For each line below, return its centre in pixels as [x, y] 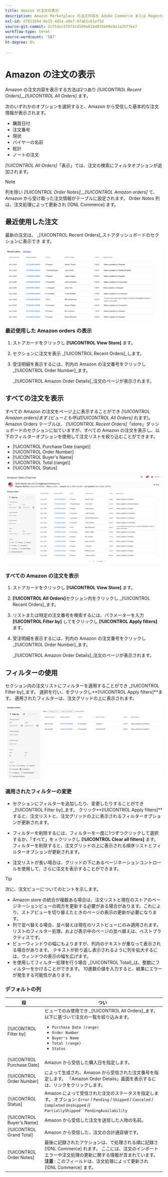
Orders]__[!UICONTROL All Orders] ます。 [48, 96]
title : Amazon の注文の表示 [32, 11]
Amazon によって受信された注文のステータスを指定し [99, 1093]
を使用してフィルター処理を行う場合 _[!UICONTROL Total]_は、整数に [84, 962]
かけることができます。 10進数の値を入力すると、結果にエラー [98, 968]
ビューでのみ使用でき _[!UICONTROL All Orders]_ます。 [101, 1011]
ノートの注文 [25, 154]
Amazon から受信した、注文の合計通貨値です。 [93, 1132]
